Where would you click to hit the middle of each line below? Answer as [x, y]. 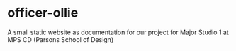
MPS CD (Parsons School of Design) [61, 39]
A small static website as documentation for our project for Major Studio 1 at [118, 32]
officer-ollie [43, 13]
